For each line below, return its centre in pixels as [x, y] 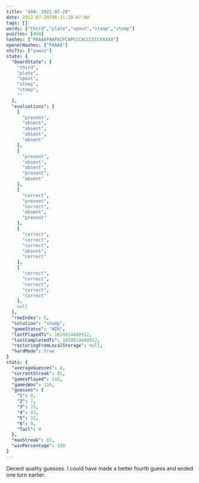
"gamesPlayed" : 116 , [37, 379]
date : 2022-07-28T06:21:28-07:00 [48, 17]
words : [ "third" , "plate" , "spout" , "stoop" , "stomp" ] [71, 28]
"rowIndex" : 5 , [30, 318]
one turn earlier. [26, 475]
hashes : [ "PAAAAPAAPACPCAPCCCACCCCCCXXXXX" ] [62, 40]
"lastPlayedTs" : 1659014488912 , [52, 335]
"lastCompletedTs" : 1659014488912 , [56, 340]
